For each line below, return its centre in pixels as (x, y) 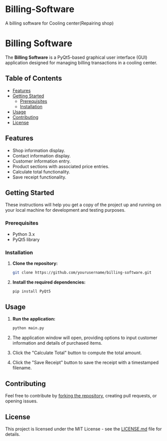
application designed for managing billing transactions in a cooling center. (81, 62)
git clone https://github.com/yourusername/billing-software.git (82, 272)
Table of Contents (34, 79)
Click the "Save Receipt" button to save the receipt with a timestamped (85, 363)
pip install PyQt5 (31, 291)
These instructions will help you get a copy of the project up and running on (83, 205)
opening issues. (21, 401)
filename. (22, 368)
